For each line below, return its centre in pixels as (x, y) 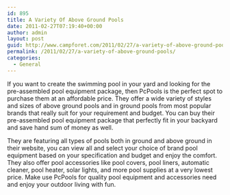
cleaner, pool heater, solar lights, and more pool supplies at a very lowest (110, 170)
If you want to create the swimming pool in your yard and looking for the (109, 83)
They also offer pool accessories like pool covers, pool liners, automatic (108, 162)
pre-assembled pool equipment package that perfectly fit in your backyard (112, 120)
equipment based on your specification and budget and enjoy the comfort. (112, 155)
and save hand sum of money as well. (60, 127)
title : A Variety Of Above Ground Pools (66, 20)
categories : (24, 58)
